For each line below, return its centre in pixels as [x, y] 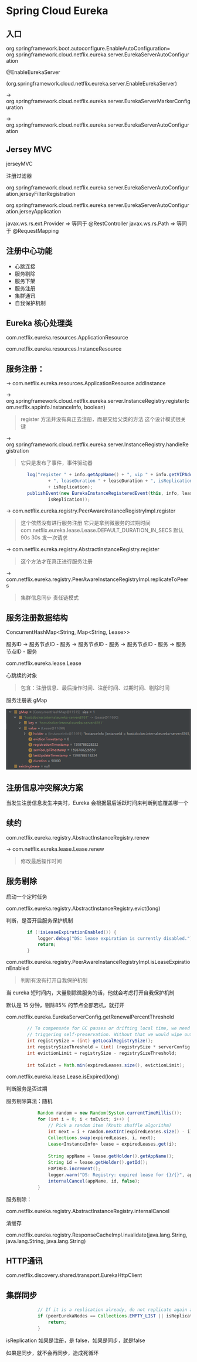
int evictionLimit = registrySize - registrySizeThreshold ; [102, 1053]
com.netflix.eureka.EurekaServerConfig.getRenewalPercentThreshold [90, 1017]
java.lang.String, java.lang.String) [46, 1241]
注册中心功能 [29, 251]
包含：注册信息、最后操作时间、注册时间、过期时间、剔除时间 [95, 688]
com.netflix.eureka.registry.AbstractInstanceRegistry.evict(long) [83, 908]
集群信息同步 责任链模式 [50, 597]
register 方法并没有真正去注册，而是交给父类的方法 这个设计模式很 [101, 419]
